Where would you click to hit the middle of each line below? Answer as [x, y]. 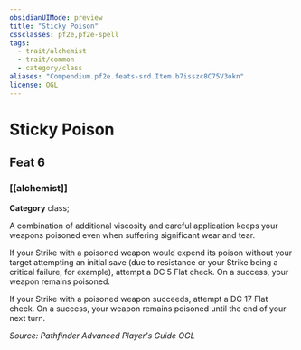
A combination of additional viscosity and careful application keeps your [144, 226]
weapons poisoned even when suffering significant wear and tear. [132, 235]
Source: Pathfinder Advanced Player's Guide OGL [103, 336]
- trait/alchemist [52, 51]
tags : [19, 43]
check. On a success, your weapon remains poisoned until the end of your [148, 309]
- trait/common [46, 60]
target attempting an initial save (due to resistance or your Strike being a [144, 262]
